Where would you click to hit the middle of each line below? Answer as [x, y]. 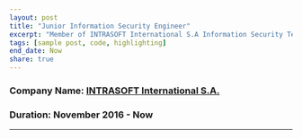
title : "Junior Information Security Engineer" [100, 26]
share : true [31, 59]
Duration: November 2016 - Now [81, 115]
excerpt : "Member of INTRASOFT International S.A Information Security [146, 34]
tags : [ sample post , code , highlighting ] [88, 43]
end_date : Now [36, 51]
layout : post [34, 17]
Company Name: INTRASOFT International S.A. [115, 91]
